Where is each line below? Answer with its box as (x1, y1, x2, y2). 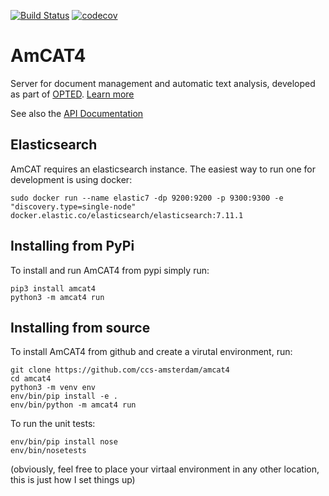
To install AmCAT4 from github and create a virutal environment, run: (10, 346, 293, 358)
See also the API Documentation (10, 107, 144, 119)
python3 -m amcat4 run (10, 292, 105, 302)
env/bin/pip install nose (10, 437, 118, 447)
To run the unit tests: (10, 418, 96, 430)
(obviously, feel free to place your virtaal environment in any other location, (10, 463, 320, 475)
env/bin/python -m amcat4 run (10, 400, 137, 410)
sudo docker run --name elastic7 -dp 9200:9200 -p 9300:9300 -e (10, 193, 284, 203)
